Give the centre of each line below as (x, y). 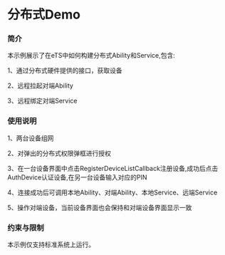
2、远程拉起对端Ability (40, 85)
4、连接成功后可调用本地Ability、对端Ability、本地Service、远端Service (112, 192)
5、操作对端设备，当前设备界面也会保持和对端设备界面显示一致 (100, 207)
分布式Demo (44, 15)
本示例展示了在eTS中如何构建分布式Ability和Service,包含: (91, 56)
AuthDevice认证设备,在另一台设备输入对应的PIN (77, 177)
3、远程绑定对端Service (42, 101)
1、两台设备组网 (31, 138)
